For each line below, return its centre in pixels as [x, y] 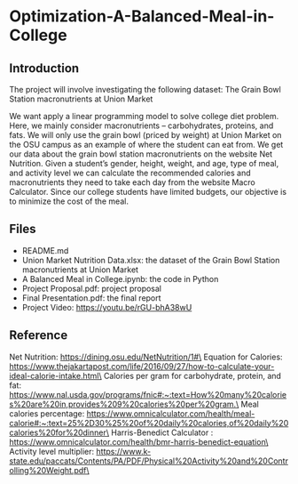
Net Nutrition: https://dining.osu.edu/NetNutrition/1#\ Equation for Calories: [146, 357]
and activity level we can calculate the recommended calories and [130, 173]
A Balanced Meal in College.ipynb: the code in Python [120, 278]
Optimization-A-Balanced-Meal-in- [142, 16]
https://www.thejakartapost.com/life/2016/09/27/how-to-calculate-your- [142, 366]
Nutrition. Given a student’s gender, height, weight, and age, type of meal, [144, 163]
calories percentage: [47, 413]
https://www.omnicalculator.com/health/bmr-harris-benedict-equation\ [139, 441]
